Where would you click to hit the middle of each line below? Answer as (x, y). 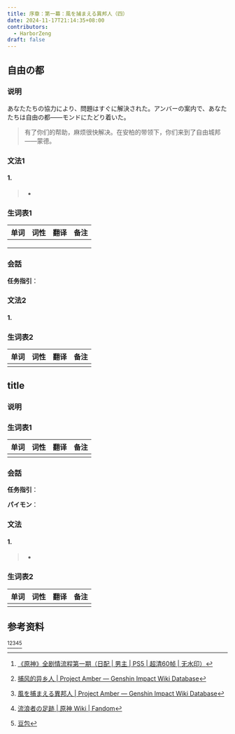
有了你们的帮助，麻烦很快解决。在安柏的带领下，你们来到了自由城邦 (122, 132)
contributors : (28, 27)
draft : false (26, 40)
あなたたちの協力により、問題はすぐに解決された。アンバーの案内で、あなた (117, 108)
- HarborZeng (33, 33)
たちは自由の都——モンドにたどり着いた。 (69, 117)
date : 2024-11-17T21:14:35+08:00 (56, 20)
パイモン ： (23, 505)
